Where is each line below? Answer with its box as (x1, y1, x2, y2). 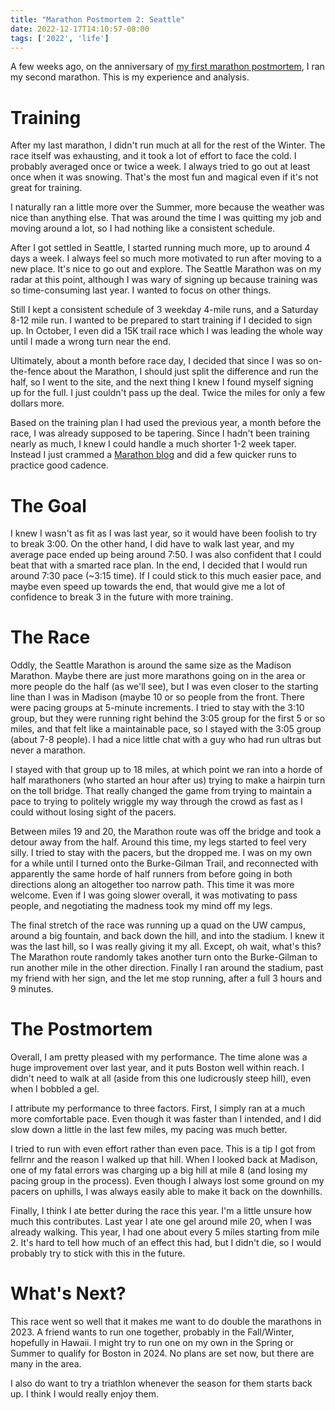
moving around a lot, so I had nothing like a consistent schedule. (10, 222, 276, 235)
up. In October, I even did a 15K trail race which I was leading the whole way (10, 325, 323, 337)
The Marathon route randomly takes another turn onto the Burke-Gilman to (10, 951, 318, 963)
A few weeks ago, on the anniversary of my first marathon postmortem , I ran (10, 61, 325, 73)
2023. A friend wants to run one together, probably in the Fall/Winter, (10, 1326, 295, 1338)
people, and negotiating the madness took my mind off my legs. (10, 900, 273, 912)
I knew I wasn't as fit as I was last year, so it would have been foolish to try (10, 527, 318, 540)
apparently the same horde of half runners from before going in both (10, 868, 293, 880)
